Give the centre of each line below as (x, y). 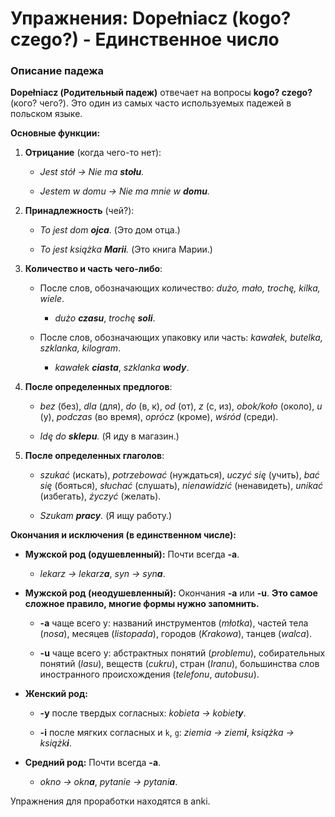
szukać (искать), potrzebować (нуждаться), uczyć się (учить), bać (179, 475)
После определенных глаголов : (94, 456)
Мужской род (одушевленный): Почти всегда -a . (132, 554)
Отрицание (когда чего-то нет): (93, 153)
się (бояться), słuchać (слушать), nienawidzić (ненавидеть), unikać (181, 486)
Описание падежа (57, 71)
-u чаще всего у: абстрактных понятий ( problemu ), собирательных (182, 653)
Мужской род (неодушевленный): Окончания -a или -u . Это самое (171, 593)
